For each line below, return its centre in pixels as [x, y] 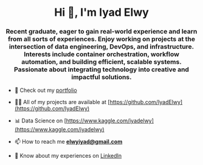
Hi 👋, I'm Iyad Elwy [101, 12]
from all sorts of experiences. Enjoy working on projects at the [101, 39]
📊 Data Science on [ [40, 121]
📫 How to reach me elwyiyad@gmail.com [68, 142]
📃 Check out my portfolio [46, 90]
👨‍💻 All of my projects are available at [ [62, 102]
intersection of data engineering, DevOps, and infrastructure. [101, 47]
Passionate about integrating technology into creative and [101, 69]
